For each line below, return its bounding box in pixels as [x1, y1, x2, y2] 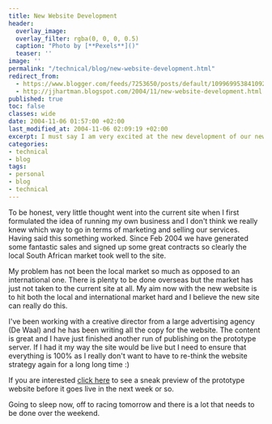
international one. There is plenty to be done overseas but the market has [8, 275, 253, 285]
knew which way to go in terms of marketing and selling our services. [8, 225, 240, 234]
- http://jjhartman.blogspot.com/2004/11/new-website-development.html [15, 87, 263, 96]
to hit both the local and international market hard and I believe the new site [8, 292, 260, 302]
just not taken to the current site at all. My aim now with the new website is [8, 283, 257, 293]
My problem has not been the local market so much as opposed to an [8, 266, 240, 276]
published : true [8, 95, 63, 103]
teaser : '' [15, 49, 53, 58]
